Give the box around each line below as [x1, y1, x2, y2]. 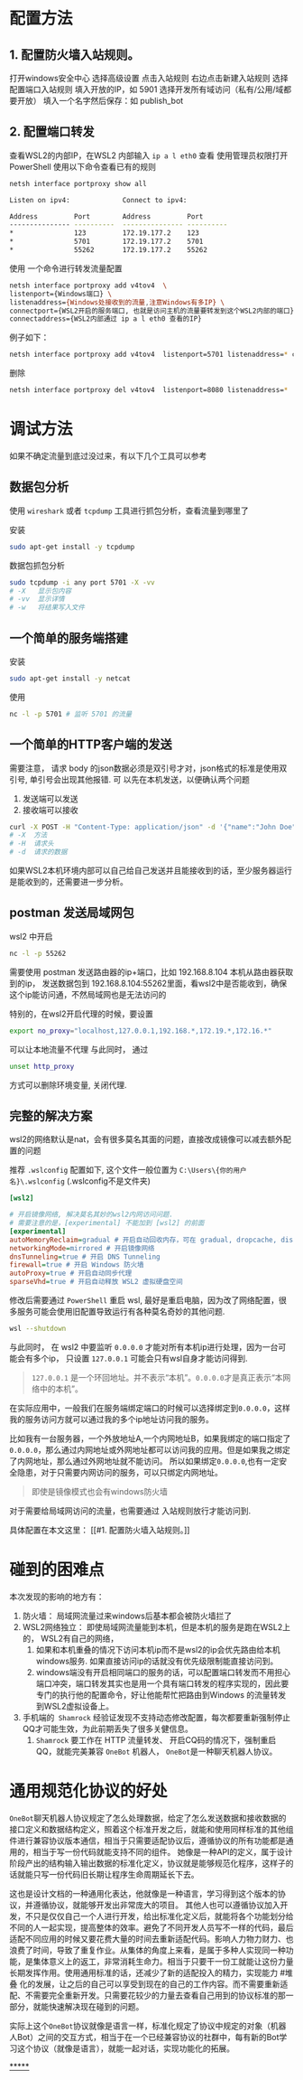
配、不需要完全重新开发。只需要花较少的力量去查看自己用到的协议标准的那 [9, 1990, 286, 2000]
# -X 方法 [9, 830, 48, 840]
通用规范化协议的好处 [9, 1781, 169, 1802]
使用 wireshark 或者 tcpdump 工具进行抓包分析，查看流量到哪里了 [9, 505, 250, 516]
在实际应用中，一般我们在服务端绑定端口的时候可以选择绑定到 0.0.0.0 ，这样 [9, 1402, 291, 1413]
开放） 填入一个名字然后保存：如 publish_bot [16, 96, 184, 106]
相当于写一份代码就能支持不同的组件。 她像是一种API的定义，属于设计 [32, 1846, 293, 1857]
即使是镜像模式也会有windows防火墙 [31, 1485, 169, 1496]
